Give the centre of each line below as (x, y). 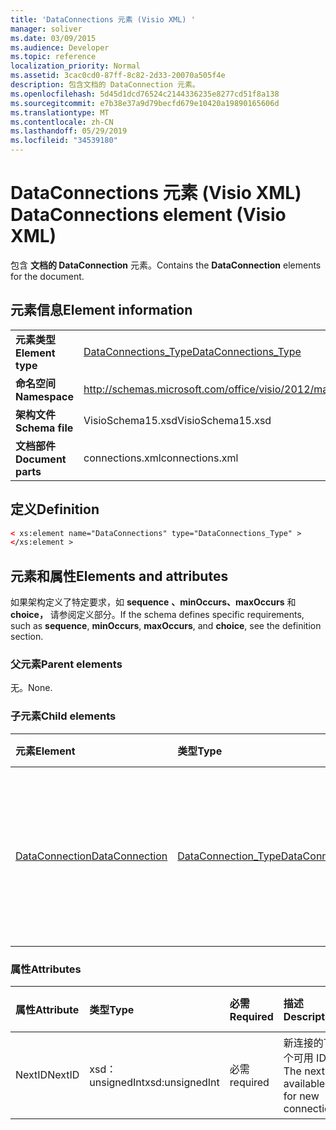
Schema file (44, 428)
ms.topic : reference (53, 57)
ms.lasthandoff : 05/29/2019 (69, 131)
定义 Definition (55, 509)
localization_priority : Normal (75, 66)
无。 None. (31, 688)
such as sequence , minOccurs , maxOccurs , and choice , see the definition (166, 626)
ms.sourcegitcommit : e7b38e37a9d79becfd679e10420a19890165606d (145, 103)
